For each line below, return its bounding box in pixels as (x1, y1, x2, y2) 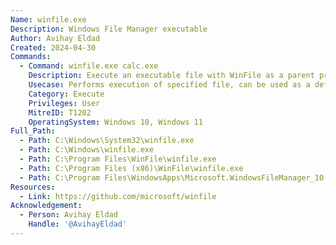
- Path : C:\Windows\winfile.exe (19, 145, 155, 155)
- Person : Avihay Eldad (19, 210, 118, 220)
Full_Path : (10, 126, 56, 136)
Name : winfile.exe (10, 14, 87, 25)
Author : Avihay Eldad (10, 33, 101, 43)
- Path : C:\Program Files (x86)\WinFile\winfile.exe (19, 163, 244, 173)
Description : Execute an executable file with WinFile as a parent (28, 71, 315, 81)
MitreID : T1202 (28, 107, 92, 118)
